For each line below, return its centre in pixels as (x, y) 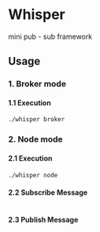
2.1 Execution (30, 158)
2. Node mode (35, 139)
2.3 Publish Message (43, 220)
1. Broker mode (37, 84)
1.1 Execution (30, 103)
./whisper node (33, 175)
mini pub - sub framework (50, 36)
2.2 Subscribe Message (48, 192)
